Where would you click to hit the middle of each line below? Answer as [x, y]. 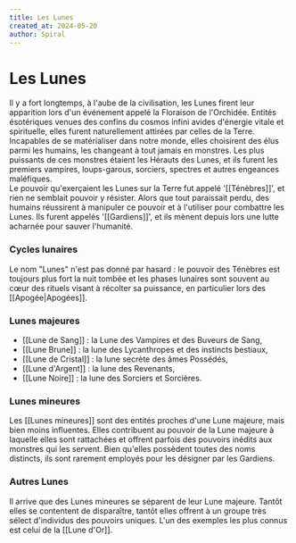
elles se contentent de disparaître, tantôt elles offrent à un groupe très [138, 511]
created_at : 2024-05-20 [53, 26]
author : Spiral [37, 34]
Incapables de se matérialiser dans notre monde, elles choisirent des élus [144, 141]
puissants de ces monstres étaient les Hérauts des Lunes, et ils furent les [144, 160]
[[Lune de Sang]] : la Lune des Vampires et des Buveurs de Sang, [142, 339]
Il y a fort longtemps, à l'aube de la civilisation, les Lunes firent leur [132, 103]
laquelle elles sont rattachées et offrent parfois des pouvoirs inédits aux [141, 439]
